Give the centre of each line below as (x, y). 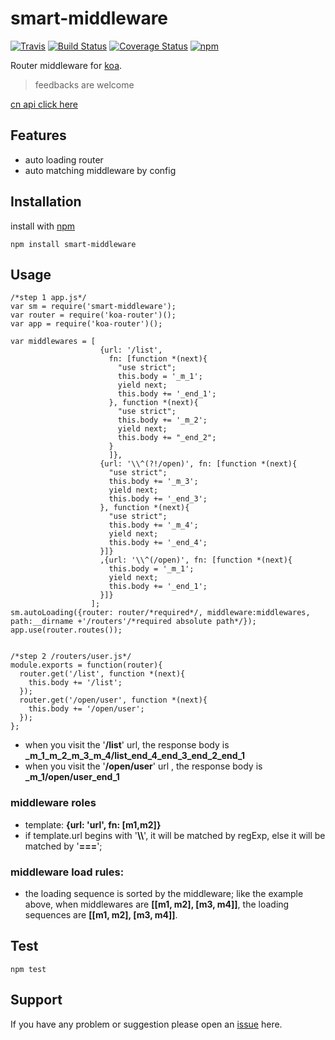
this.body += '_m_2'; (162, 420)
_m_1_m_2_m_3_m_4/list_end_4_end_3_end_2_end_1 (135, 756)
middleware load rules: (67, 872)
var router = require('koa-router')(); (93, 315)
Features (38, 135)
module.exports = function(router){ (86, 665)
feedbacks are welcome (84, 84)
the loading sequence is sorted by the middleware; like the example (164, 893)
